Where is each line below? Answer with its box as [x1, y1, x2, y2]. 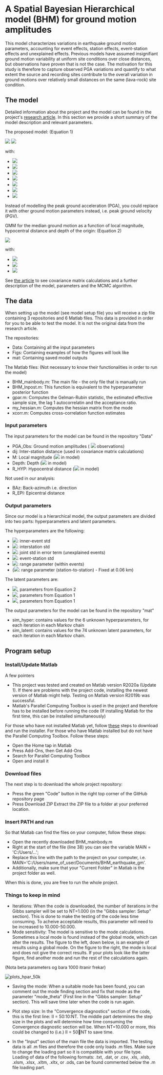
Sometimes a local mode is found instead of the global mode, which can [12, 934, 158, 940]
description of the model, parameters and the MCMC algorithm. [5, 282, 133, 289]
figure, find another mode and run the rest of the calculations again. [12, 955, 149, 961]
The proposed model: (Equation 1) [5, 128, 73, 135]
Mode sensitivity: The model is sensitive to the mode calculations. [12, 929, 145, 935]
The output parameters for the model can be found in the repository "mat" [5, 608, 154, 613]
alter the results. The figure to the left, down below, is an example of [12, 939, 149, 945]
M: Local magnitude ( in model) [12, 454, 80, 460]
